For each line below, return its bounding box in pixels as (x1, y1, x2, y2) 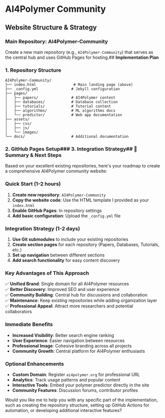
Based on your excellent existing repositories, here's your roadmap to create (5, 163, 161, 169)
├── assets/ (5, 117, 30, 122)
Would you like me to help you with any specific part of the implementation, (5, 397, 158, 403)
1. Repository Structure (5, 67, 62, 74)
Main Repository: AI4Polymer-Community (5, 38, 108, 45)
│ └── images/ (5, 130, 38, 135)
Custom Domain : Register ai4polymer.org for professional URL (12, 372, 140, 377)
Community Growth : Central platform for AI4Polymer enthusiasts (12, 348, 145, 354)
